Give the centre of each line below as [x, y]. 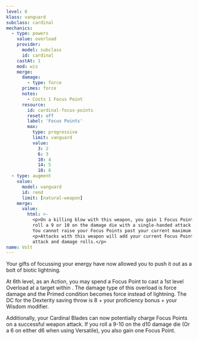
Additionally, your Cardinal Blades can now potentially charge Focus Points [97, 318]
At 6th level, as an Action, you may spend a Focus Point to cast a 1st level [95, 282]
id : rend [32, 192]
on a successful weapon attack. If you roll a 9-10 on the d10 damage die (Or [98, 324]
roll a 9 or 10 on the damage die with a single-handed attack [112, 225]
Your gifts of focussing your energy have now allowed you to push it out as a [99, 264]
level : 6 [17, 11]
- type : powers [30, 34]
